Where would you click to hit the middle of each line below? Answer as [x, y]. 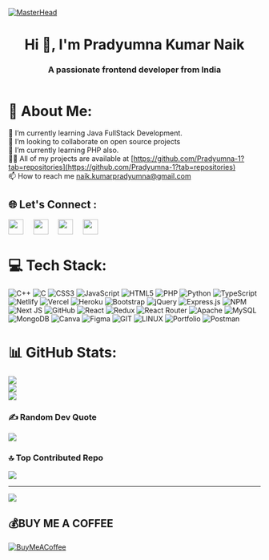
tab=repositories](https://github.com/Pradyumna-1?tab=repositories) [122, 167]
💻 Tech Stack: [58, 266]
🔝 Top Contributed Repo [56, 458]
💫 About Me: [50, 111]
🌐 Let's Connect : [53, 204]
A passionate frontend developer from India [134, 70]
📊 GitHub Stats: [63, 353]
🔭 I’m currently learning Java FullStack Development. [95, 133]
